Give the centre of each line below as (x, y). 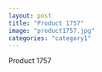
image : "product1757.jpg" (51, 30)
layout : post (30, 16)
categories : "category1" (50, 38)
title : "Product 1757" (46, 23)
